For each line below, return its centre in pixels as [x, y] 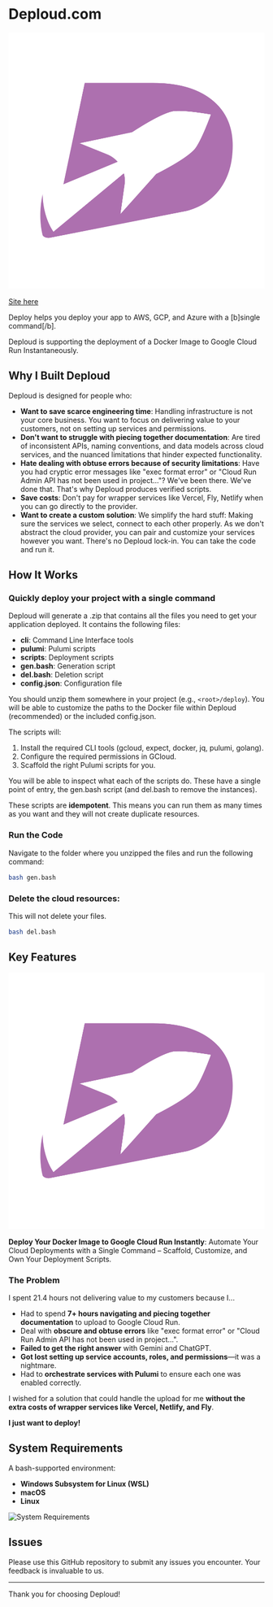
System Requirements [66, 1448]
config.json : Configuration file [71, 683]
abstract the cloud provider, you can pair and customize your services [137, 532]
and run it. [37, 549]
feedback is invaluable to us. [56, 1570]
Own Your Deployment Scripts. [60, 1259]
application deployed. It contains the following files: [95, 625]
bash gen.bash [32, 878]
